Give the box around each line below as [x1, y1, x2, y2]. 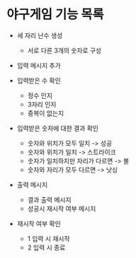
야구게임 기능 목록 [6, 6, 104, 23]
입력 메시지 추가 [16, 61, 61, 69]
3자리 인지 [27, 100, 57, 108]
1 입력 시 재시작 [27, 234, 70, 242]
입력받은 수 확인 [16, 76, 61, 85]
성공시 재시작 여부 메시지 [27, 204, 96, 213]
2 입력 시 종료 [27, 243, 66, 252]
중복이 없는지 [27, 109, 64, 117]
